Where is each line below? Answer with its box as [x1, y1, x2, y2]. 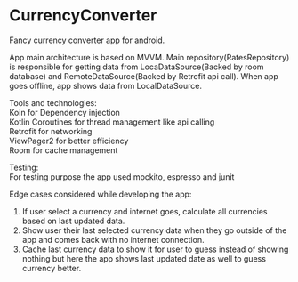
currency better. [21, 262, 82, 273]
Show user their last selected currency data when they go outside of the [21, 224, 287, 236]
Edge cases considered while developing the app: [9, 189, 192, 199]
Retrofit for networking [9, 125, 93, 136]
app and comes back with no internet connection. [21, 234, 205, 245]
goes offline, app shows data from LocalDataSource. [9, 80, 203, 91]
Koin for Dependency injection [9, 107, 120, 117]
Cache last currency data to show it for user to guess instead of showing [21, 244, 289, 254]
